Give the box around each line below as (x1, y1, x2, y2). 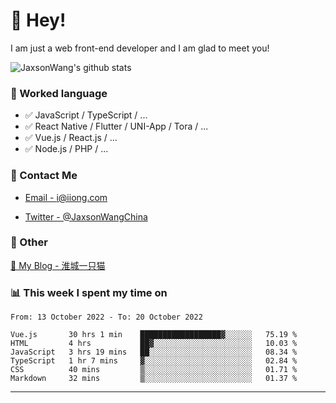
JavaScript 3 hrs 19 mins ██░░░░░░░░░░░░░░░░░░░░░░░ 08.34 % (10, 347, 298, 358)
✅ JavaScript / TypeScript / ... (24, 109, 148, 121)
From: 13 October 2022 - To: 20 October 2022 (10, 312, 203, 323)
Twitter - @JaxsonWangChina (24, 210, 148, 223)
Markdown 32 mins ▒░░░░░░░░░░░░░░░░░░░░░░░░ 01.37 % (10, 374, 298, 384)
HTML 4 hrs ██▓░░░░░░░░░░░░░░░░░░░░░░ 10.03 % (10, 339, 298, 349)
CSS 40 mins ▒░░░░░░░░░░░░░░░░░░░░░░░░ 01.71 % (10, 365, 298, 375)
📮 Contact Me (10, 169, 78, 183)
